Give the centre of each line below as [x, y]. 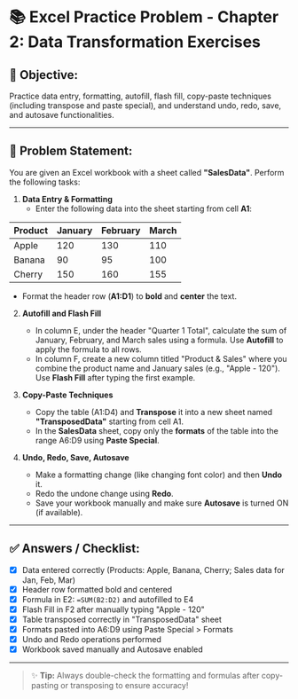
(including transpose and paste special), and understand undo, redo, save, [145, 106]
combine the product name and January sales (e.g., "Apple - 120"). [158, 368]
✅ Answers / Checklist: [74, 549]
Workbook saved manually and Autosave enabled [113, 649]
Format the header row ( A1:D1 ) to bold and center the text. [129, 296]
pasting [45, 686]
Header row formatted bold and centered [97, 589]
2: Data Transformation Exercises [135, 42]
